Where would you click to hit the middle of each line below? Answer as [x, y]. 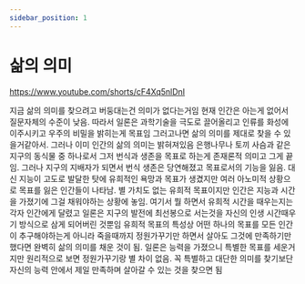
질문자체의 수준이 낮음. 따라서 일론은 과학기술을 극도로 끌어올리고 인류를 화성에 [149, 122]
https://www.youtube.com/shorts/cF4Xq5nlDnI [97, 91]
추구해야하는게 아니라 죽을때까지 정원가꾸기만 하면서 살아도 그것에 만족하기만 [155, 235]
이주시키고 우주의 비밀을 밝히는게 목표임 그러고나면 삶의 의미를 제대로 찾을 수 [146, 133]
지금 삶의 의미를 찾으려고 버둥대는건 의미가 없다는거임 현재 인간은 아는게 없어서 [149, 110]
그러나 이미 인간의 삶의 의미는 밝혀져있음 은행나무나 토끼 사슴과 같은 [171, 144]
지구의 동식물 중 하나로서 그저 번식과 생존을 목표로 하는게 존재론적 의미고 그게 [147, 156]
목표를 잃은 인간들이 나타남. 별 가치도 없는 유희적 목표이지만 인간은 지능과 [149, 190]
